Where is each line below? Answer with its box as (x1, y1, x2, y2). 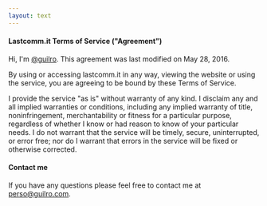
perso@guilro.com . (8, 189, 72, 199)
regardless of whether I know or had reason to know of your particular (8, 119, 239, 129)
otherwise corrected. (8, 145, 77, 154)
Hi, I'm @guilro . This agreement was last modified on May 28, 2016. (8, 53, 230, 64)
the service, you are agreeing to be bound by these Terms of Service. (8, 77, 237, 88)
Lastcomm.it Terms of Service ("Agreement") (8, 37, 163, 46)
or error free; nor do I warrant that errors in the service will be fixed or (8, 136, 238, 145)
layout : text (8, 11, 52, 20)
